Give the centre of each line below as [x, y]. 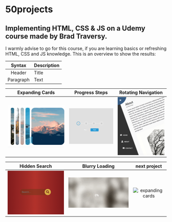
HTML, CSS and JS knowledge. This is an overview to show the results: [81, 54]
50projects [29, 9]
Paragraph [18, 80]
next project [149, 166]
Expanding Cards [36, 92]
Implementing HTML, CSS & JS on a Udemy [76, 28]
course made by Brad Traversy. [56, 36]
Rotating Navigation [141, 92]
